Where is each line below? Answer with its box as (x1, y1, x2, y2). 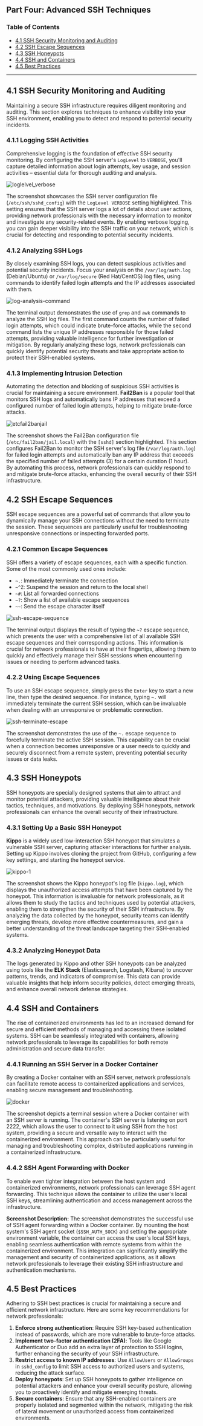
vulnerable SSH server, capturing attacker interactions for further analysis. (6, 843, 192, 850)
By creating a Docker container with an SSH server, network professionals (6, 1073, 191, 1081)
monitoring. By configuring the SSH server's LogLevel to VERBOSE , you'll (6, 156, 182, 163)
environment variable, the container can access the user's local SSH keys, (6, 1234, 192, 1242)
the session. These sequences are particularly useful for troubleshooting (6, 523, 187, 531)
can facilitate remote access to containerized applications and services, (6, 1080, 185, 1087)
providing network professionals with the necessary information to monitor (6, 212, 192, 219)
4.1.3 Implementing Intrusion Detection (6, 369, 123, 377)
